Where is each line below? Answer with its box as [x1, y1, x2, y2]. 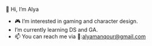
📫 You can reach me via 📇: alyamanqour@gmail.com [14, 33, 146, 40]
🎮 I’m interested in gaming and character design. [14, 18, 138, 24]
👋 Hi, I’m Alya [5, 6, 39, 13]
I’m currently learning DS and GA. [14, 26, 98, 33]
